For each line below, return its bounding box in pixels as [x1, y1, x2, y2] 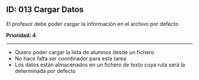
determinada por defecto [14, 67, 76, 74]
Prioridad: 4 [6, 32, 37, 39]
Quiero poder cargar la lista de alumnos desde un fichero [14, 48, 155, 55]
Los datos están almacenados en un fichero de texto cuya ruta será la [14, 61, 185, 68]
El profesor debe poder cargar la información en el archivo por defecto [6, 20, 179, 27]
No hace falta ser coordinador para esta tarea [14, 55, 126, 62]
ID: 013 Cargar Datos [6, 5, 84, 15]
